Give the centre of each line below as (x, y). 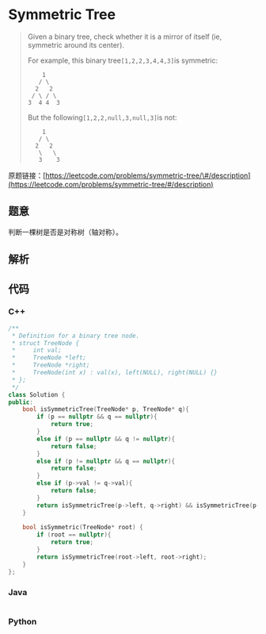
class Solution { (37, 394)
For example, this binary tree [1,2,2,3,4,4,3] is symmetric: (123, 60)
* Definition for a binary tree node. (76, 336)
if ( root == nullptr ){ (74, 535)
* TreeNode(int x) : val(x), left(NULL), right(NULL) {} (114, 373)
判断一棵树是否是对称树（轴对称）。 (65, 232)
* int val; (36, 351)
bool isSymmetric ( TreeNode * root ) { (83, 528)
